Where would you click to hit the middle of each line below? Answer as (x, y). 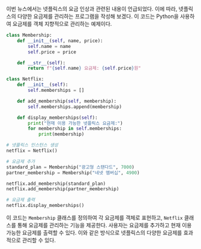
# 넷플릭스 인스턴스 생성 (32, 145)
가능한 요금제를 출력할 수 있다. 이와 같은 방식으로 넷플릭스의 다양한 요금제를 (94, 232)
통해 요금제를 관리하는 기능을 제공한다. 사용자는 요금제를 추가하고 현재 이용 (104, 225)
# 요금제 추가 (21, 161)
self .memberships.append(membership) (75, 107)
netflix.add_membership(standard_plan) (56, 184)
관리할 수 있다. (39, 240)
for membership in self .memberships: (75, 129)
